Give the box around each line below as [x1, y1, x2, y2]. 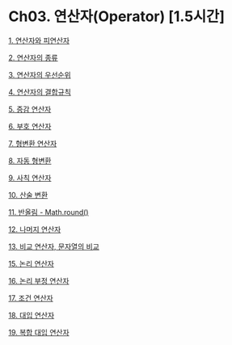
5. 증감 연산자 [8, 104, 52, 114]
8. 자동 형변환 [8, 155, 52, 166]
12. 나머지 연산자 [8, 224, 61, 234]
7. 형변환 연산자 [8, 138, 57, 148]
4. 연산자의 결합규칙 [8, 86, 71, 97]
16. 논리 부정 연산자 [8, 276, 70, 285]
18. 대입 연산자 [8, 310, 55, 320]
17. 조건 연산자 [8, 292, 54, 303]
